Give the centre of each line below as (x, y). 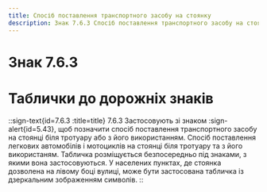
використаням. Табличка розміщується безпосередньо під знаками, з (128, 154)
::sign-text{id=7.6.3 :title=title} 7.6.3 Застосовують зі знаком (108, 121)
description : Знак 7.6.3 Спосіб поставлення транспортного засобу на (126, 23)
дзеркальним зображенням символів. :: (76, 179)
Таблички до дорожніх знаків (111, 98)
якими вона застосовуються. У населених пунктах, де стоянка (115, 163)
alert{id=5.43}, (33, 129)
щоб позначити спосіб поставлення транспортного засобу (158, 129)
